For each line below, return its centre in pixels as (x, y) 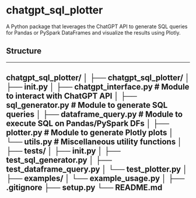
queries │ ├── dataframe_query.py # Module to (94, 115)
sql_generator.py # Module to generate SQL (87, 105)
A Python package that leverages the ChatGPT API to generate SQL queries (97, 26)
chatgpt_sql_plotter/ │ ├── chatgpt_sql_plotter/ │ (98, 78)
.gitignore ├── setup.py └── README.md (84, 188)
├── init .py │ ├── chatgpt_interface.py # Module (98, 87)
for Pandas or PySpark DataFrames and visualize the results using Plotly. (93, 32)
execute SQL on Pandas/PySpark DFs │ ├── (88, 124)
